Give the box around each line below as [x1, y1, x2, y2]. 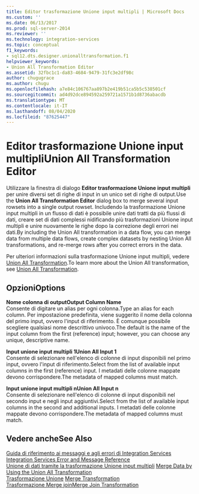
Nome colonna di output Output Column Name [6, 299, 122, 305]
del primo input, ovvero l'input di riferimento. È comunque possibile [6, 318, 170, 324]
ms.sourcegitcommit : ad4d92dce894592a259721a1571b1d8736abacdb [6, 92, 166, 98]
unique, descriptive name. [6, 337, 70, 343]
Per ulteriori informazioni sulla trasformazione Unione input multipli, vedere [6, 253, 190, 260]
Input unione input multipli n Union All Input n [6, 385, 119, 392]
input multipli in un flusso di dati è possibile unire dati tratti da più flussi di [6, 210, 186, 217]
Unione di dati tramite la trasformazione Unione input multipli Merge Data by [6, 462, 192, 469]
